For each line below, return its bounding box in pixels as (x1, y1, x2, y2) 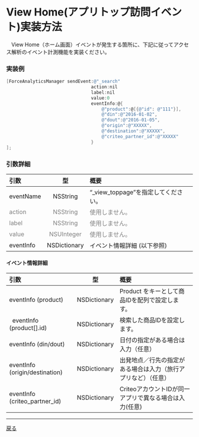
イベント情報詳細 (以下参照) (89, 241, 168, 250)
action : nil (91, 84, 118, 90)
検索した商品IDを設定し (119, 316, 185, 324)
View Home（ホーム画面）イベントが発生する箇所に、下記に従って (11, 41, 174, 48)
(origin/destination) (9, 368, 63, 377)
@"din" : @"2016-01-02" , (101, 111, 158, 117)
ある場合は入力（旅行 (119, 365, 179, 374)
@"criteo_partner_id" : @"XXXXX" (101, 133, 179, 139)
